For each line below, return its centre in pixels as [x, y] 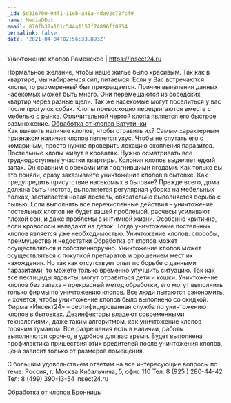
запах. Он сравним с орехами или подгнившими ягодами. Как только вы [115, 168]
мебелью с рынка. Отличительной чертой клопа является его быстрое [112, 116]
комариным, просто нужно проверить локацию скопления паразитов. [111, 146]
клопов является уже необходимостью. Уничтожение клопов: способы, [113, 234]
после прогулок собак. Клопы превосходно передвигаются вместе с [109, 109]
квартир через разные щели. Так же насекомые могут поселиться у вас [114, 101]
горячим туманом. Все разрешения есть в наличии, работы [96, 329]
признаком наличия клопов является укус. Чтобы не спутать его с [106, 138]
